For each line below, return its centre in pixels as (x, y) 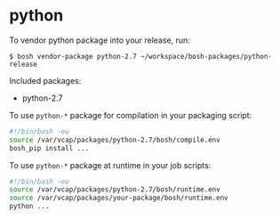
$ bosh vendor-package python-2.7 (73, 56)
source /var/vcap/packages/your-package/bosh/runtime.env (119, 198)
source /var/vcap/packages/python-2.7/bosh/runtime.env (115, 190)
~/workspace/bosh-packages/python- (207, 56)
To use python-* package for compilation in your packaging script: (131, 115)
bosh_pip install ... (49, 148)
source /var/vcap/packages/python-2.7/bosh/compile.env (115, 140)
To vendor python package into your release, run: (100, 40)
